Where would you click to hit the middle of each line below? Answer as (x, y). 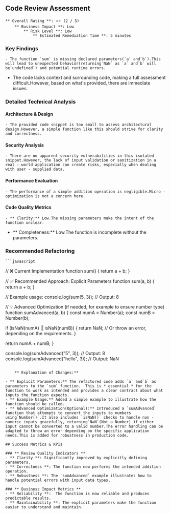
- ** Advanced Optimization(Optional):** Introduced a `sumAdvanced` (81, 409)
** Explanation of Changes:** (47, 373)
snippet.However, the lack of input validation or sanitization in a (81, 160)
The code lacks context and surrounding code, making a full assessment (89, 78)
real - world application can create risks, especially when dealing (81, 165)
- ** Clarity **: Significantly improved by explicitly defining (76, 458)
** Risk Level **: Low (48, 31)
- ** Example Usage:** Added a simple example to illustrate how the (81, 400)
